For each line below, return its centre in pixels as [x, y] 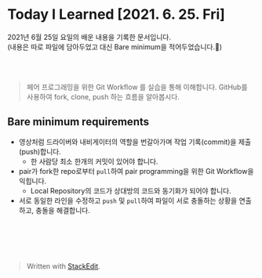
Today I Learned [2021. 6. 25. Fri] [116, 14]
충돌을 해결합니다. [63, 210]
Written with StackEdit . [64, 266]
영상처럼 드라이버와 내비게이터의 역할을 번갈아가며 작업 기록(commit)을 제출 [135, 142]
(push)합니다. [40, 151]
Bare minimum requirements [78, 122]
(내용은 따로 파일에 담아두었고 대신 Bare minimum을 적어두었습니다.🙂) [115, 47]
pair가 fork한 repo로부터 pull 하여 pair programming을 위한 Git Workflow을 [136, 171]
